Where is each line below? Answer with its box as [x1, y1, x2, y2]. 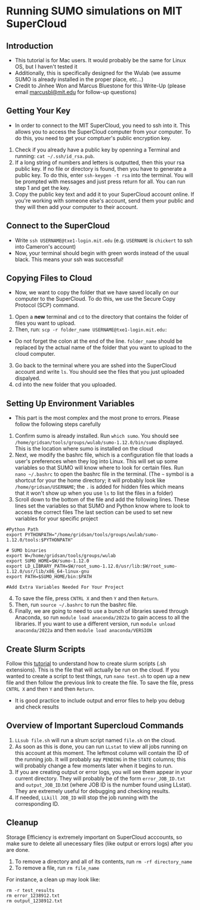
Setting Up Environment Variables [6, 398, 135, 409]
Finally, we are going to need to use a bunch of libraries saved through [14, 607, 189, 615]
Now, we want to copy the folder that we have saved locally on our [14, 289, 179, 296]
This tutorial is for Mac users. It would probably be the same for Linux [14, 57, 186, 64]
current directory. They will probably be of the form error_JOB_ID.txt [14, 775, 186, 782]
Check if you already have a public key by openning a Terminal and [14, 146, 180, 153]
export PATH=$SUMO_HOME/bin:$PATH [6, 574, 93, 580]
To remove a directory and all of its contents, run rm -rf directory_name [14, 858, 192, 865]
